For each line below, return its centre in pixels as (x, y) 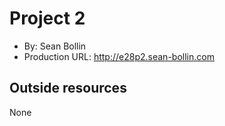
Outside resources (68, 88)
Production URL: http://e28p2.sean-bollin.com (119, 56)
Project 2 (47, 18)
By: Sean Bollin (55, 46)
